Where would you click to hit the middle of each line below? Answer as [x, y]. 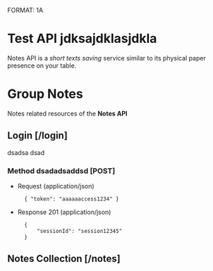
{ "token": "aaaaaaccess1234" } [72, 199]
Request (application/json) [56, 186]
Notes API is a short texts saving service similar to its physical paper [107, 58]
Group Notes [45, 94]
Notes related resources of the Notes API [67, 113]
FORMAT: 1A [25, 10]
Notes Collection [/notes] [64, 259]
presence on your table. [42, 65]
